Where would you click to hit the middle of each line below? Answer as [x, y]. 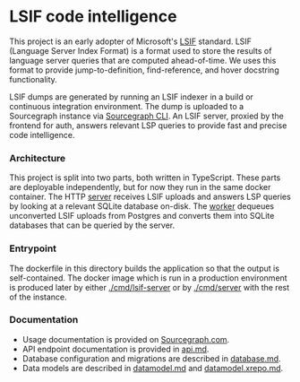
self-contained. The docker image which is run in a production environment [149, 278]
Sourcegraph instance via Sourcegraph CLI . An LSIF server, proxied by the [147, 116]
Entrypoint [33, 248]
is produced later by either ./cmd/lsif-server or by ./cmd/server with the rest [150, 287]
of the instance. [38, 297]
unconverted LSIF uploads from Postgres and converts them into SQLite [142, 216]
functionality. [34, 79]
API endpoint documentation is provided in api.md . [116, 349]
